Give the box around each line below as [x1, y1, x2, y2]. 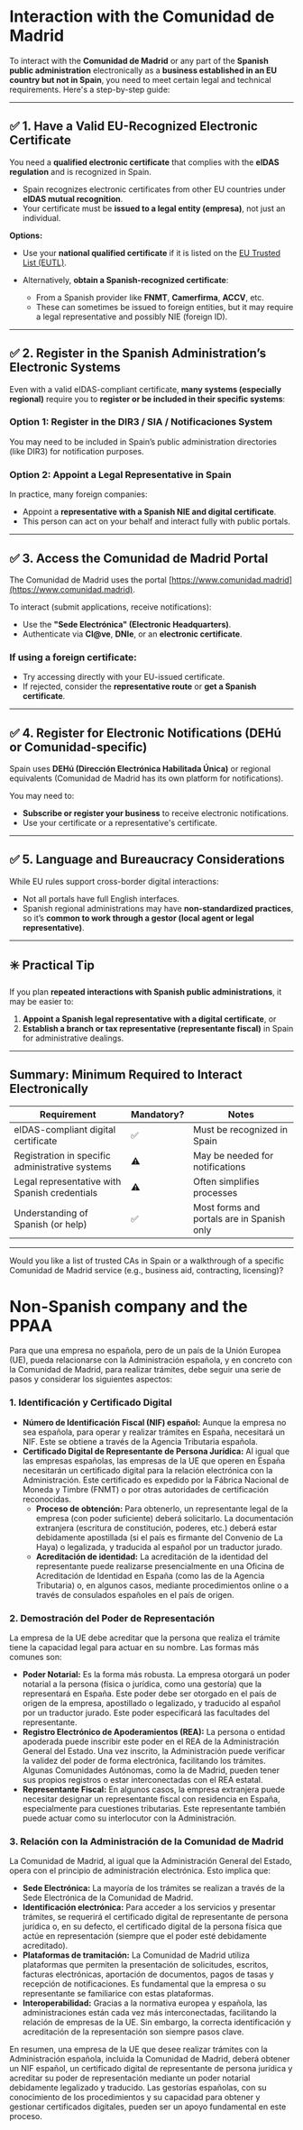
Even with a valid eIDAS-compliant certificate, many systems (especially [9, 383, 282, 394]
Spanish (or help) [14, 1217, 87, 1230]
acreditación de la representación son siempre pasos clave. [22, 2026, 244, 2037]
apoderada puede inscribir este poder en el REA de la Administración [22, 1736, 280, 1747]
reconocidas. [22, 1493, 72, 1504]
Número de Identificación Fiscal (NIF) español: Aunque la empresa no [22, 1417, 287, 1428]
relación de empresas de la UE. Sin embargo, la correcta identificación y [22, 2017, 291, 2028]
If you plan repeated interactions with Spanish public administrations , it [9, 986, 282, 997]
